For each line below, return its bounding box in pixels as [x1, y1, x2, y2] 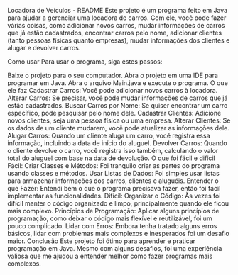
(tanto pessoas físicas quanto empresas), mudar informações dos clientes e [7, 36, 230, 45]
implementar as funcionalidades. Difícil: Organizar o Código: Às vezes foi [7, 191, 221, 200]
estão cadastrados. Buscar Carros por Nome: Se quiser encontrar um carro [7, 101, 228, 109]
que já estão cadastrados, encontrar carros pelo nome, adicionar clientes [7, 28, 222, 37]
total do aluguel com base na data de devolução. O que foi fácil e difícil [7, 154, 215, 162]
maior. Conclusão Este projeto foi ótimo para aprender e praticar [7, 237, 196, 245]
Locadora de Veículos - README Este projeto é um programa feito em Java [7, 6, 228, 14]
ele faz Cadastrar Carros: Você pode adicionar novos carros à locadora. [7, 86, 218, 94]
